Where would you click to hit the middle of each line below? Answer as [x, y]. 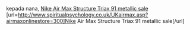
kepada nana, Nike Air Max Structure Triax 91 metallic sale [77, 9]
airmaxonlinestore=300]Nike [41, 21]
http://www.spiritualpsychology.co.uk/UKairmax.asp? [83, 15]
